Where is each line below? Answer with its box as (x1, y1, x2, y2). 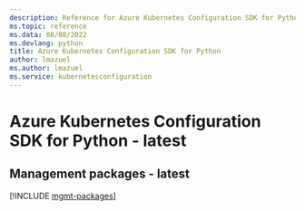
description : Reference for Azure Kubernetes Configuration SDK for (9, 13, 274, 23)
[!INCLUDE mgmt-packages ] (9, 190, 116, 201)
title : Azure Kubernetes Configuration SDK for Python (9, 47, 221, 56)
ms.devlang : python (9, 38, 84, 48)
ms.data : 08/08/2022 (9, 30, 88, 39)
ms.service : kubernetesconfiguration (9, 72, 152, 81)
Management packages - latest (9, 167, 191, 182)
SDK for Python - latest (9, 130, 187, 150)
